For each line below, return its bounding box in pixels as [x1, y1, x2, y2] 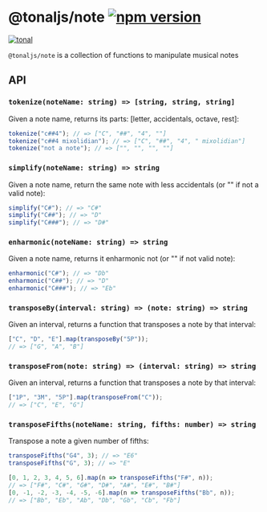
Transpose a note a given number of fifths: [8, 436, 150, 446]
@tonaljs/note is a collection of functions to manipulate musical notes [8, 50, 239, 59]
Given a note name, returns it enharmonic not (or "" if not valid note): [8, 254, 236, 264]
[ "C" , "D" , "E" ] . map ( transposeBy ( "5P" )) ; [8, 335, 149, 343]
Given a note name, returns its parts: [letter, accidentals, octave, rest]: [8, 113, 239, 124]
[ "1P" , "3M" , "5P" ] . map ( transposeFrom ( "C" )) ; [8, 394, 164, 402]
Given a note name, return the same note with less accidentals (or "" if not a [8, 179, 259, 189]
